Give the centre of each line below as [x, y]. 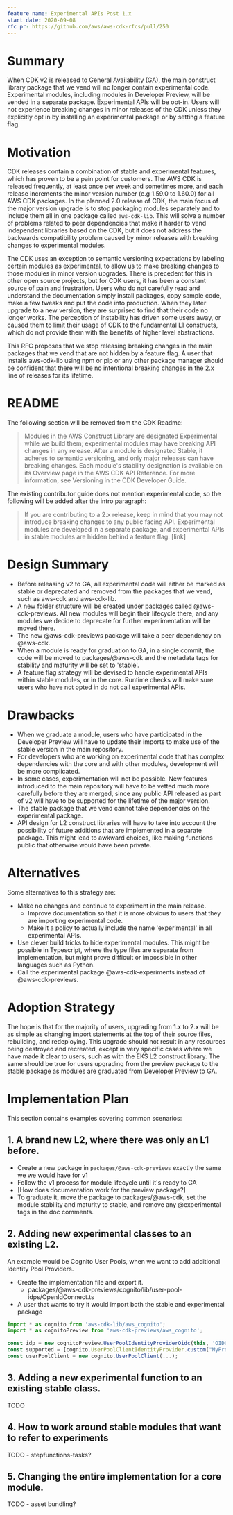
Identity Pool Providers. [41, 1269]
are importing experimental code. [75, 921]
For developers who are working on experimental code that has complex [121, 756]
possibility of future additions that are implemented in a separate [110, 831]
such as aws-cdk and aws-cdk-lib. [67, 599]
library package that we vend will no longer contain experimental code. [109, 87]
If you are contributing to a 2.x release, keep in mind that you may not [123, 515]
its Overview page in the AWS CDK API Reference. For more [110, 473]
